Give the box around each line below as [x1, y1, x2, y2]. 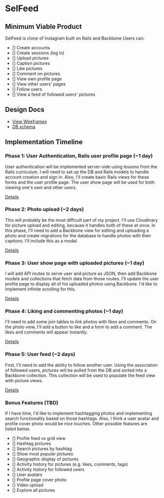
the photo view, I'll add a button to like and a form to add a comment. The [5, 324, 152, 330]
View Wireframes [12, 118, 47, 124]
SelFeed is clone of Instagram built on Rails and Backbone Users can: [5, 35, 145, 41]
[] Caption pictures [12, 61, 50, 66]
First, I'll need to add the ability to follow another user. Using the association [5, 362, 158, 368]
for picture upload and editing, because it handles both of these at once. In [5, 222, 156, 228]
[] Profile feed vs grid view [12, 435, 66, 441]
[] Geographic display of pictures [12, 456, 79, 462]
